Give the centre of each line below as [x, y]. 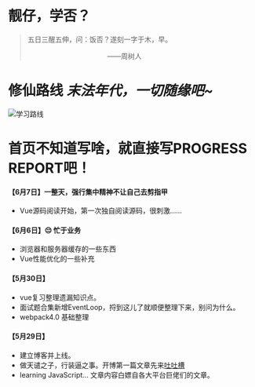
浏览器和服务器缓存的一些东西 [67, 249]
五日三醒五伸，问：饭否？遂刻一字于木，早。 [100, 39]
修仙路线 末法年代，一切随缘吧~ [111, 91]
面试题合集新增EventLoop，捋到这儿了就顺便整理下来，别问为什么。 [130, 307]
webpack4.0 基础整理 [54, 317]
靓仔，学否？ [50, 16]
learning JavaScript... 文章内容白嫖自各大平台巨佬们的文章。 [117, 374]
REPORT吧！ [50, 168]
